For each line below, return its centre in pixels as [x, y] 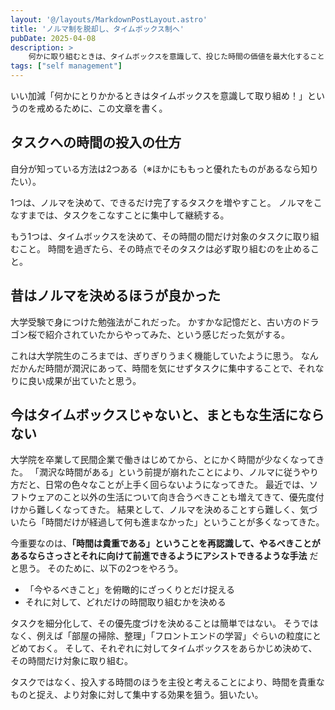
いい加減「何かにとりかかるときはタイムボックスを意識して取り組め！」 [159, 95]
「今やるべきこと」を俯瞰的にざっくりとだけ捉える [130, 590]
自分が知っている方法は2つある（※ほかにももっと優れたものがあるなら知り [164, 168]
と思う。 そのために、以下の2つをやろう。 [97, 568]
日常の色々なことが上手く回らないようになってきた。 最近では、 [177, 485]
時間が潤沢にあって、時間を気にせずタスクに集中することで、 [171, 368]
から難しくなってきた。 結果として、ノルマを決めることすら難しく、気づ [168, 510]
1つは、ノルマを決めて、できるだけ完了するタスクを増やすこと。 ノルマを [162, 202]
